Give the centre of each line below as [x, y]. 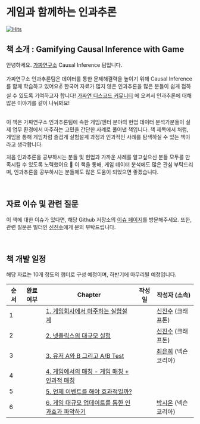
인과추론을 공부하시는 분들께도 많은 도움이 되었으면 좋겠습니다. [86, 172]
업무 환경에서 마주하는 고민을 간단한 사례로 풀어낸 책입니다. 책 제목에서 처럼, [100, 129]
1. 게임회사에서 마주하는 [77, 311]
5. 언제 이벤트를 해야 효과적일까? [89, 392]
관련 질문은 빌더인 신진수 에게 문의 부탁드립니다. [61, 227]
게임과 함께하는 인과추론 [62, 12]
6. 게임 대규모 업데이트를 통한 [85, 403]
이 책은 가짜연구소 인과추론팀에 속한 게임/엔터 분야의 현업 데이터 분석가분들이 [95, 122]
